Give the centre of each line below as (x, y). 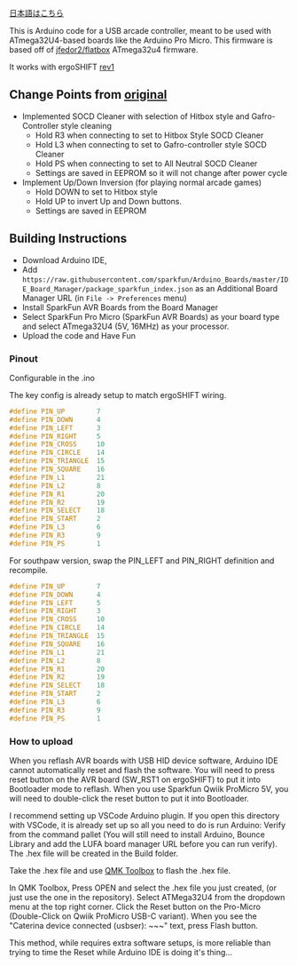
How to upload (41, 741)
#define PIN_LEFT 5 (55, 603)
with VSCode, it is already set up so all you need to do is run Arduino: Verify (148, 825)
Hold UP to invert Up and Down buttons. (109, 201)
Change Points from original (88, 95)
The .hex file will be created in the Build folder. (94, 853)
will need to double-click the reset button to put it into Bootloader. (129, 798)
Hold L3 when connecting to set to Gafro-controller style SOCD (151, 144)
